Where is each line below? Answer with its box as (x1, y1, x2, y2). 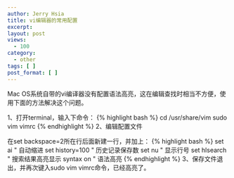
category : (7, 50, 37, 57)
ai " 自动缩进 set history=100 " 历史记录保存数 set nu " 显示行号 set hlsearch (7, 146, 227, 154)
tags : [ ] (7, 63, 37, 70)
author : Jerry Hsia (7, 10, 65, 18)
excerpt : (7, 23, 33, 30)
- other (13, 56, 37, 63)
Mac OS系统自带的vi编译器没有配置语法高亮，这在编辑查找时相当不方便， (7, 89, 220, 98)
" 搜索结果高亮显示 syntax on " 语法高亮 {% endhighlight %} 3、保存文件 (7, 154, 217, 163)
